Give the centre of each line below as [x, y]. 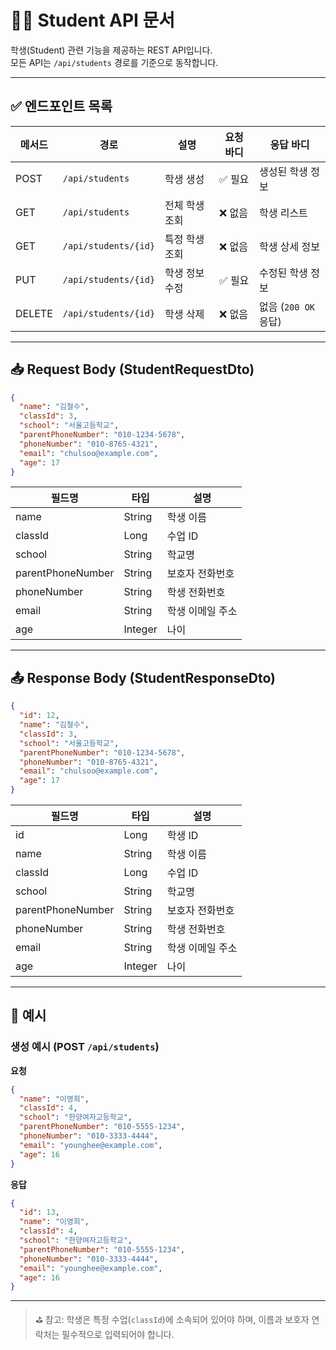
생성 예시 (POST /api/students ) [85, 1047]
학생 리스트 [283, 213]
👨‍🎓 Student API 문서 [93, 20]
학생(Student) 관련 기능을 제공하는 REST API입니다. [111, 50]
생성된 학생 [283, 171]
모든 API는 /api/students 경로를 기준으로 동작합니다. [114, 62]
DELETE [34, 313]
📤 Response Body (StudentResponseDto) [143, 677]
